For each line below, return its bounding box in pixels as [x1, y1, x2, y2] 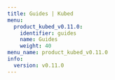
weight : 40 [20, 42, 52, 49]
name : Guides [20, 36, 58, 43]
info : [7, 56, 23, 63]
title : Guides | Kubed [7, 10, 74, 17]
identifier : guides [20, 29, 77, 37]
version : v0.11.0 [13, 62, 65, 69]
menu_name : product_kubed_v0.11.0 [7, 49, 109, 56]
